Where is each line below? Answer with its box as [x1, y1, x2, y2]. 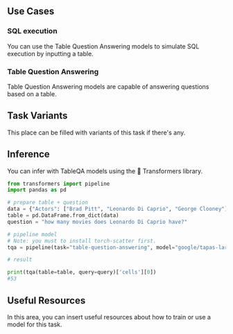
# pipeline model [7, 231, 58, 238]
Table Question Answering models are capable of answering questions [7, 82, 209, 91]
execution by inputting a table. [7, 49, 94, 58]
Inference [7, 148, 50, 160]
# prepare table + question [7, 199, 89, 206]
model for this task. [7, 320, 62, 328]
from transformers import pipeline [7, 180, 110, 187]
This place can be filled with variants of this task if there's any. [7, 128, 186, 137]
